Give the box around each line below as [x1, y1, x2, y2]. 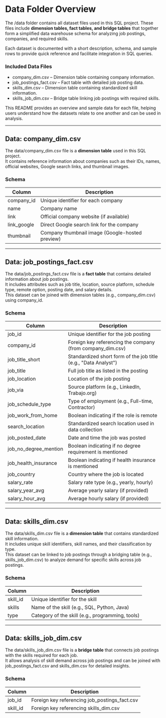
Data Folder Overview [5, 3, 96, 15]
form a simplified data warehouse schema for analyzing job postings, [5, 30, 146, 36]
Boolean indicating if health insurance [68, 457, 156, 463]
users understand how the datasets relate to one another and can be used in [5, 110, 161, 116]
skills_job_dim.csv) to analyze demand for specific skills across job [5, 557, 142, 563]
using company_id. [5, 297, 43, 303]
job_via [7, 387, 24, 393]
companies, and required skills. [5, 36, 69, 42]
